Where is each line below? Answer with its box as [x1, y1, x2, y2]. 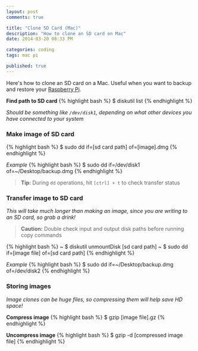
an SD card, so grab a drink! [6, 214, 76, 221]
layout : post [6, 8, 39, 15]
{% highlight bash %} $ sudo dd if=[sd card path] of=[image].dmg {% [6, 143, 177, 151]
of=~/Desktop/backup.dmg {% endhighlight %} [6, 168, 123, 175]
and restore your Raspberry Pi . [6, 86, 81, 93]
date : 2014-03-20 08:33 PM [6, 36, 73, 42]
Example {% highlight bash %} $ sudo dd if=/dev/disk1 [6, 161, 140, 168]
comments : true [6, 14, 44, 20]
